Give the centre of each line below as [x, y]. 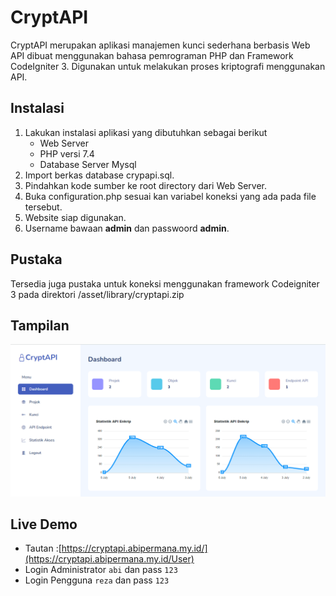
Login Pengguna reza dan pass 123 [97, 580]
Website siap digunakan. [75, 217]
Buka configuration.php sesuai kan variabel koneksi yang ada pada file [170, 196]
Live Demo [44, 524]
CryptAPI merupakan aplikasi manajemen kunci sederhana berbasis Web [160, 45]
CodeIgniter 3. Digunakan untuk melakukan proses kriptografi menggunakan [168, 66]
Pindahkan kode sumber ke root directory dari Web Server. [146, 185]
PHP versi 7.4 [67, 153]
